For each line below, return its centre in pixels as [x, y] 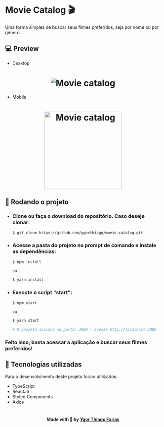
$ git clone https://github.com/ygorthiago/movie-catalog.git [78, 233]
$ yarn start [26, 321]
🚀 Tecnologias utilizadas [43, 365]
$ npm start [24, 303]
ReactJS [21, 391]
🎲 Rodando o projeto [37, 202]
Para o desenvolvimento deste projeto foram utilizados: [61, 376]
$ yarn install [28, 280]
